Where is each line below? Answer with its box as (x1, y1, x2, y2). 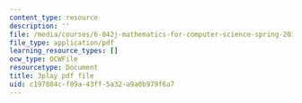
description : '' (9, 21, 70, 30)
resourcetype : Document (9, 64, 99, 73)
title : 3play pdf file (9, 72, 94, 81)
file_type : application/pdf (9, 38, 115, 47)
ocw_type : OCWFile (9, 55, 78, 64)
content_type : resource (9, 13, 99, 22)
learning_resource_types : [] (9, 47, 119, 56)
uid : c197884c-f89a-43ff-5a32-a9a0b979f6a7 (9, 80, 175, 89)
